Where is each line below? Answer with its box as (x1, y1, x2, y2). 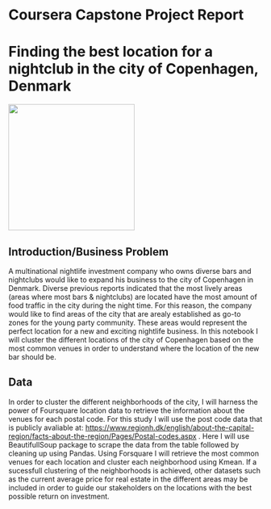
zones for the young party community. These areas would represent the (8, 318, 248, 327)
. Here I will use (198, 431, 250, 441)
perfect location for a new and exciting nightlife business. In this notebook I (8, 326, 258, 336)
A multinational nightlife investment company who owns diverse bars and (8, 266, 252, 276)
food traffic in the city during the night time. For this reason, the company (8, 301, 252, 310)
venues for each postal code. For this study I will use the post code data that (8, 414, 263, 423)
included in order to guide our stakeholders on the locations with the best (8, 482, 252, 492)
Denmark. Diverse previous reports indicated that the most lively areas (8, 283, 243, 292)
